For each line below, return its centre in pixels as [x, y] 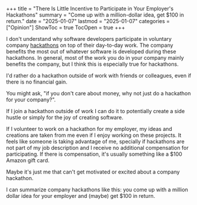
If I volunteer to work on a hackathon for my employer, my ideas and [89, 129]
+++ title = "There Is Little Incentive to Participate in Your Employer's [90, 9]
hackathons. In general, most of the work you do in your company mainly [95, 58]
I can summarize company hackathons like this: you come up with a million [97, 190]
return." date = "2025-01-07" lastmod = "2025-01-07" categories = [88, 21]
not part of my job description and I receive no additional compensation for [98, 148]
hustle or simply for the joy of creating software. [65, 117]
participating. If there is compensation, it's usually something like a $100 [94, 154]
